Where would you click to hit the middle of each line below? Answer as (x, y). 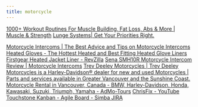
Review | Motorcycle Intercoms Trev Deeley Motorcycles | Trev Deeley (92, 66)
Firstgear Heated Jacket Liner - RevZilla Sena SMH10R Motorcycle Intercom (99, 59)
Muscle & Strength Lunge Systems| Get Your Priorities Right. (81, 35)
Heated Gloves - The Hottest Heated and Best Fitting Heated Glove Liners (97, 53)
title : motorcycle (29, 12)
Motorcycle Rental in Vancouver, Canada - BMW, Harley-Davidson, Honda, (98, 85)
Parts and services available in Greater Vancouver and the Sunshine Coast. (98, 78)
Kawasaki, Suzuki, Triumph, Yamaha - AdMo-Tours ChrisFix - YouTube (93, 91)
